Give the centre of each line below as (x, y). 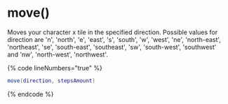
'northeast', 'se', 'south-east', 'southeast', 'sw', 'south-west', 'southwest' (112, 47)
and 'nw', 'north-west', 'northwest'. (58, 54)
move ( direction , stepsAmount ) (52, 81)
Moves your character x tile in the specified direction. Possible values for (113, 32)
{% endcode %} (31, 94)
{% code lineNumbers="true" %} (55, 68)
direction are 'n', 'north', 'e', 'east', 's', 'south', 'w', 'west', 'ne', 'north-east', (114, 39)
